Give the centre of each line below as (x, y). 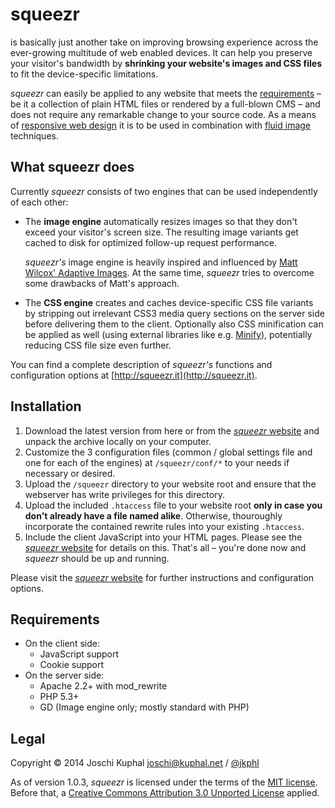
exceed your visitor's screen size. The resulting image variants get (161, 232)
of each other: (39, 202)
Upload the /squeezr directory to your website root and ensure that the (170, 484)
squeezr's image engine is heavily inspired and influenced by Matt (161, 262)
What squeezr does (72, 167)
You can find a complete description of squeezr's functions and (141, 364)
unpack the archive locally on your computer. (118, 441)
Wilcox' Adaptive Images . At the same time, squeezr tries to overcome (169, 272)
